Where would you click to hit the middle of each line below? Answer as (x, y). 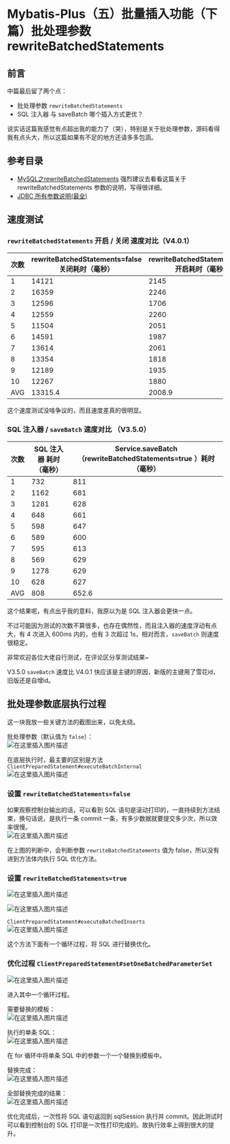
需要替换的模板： (31, 1009)
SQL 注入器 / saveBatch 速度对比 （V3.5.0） (79, 429)
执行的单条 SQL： (32, 1032)
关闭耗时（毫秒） (87, 269)
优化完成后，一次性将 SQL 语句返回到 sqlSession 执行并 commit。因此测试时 (115, 1116)
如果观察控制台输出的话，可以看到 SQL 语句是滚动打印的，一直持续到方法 (111, 809)
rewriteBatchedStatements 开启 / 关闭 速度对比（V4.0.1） (100, 241)
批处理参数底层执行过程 (56, 704)
